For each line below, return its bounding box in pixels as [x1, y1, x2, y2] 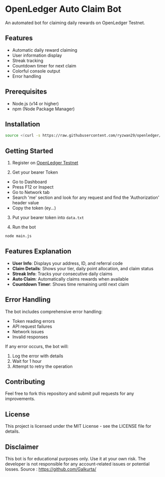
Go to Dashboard [12, 179, 47, 185]
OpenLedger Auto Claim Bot [5, 3, 122, 15]
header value [12, 200, 39, 206]
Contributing [5, 378, 45, 386]
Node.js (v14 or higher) [12, 100, 59, 106]
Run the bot [12, 224, 36, 230]
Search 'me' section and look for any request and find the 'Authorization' [12, 194, 160, 200]
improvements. [5, 396, 35, 402]
